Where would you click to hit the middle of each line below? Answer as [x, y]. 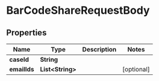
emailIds [22, 69]
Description [99, 49]
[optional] [136, 69]
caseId [19, 59]
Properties [26, 33]
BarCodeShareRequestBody [78, 10]
